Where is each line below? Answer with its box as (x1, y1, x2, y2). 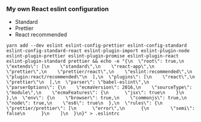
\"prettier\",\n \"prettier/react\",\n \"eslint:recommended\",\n (6, 69, 193, 75)
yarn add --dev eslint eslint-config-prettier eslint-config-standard (6, 42, 187, 49)
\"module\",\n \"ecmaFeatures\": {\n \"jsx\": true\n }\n (6, 90, 185, 96)
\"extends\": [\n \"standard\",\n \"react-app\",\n (6, 63, 155, 70)
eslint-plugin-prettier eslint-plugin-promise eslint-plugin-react (6, 53, 179, 59)
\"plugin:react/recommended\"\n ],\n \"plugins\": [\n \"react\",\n (6, 74, 196, 80)
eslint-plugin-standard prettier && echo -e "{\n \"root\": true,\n (6, 59, 185, 65)
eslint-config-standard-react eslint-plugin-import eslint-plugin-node (6, 48, 190, 54)
